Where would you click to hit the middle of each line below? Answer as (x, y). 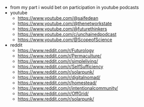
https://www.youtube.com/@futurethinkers (62, 29)
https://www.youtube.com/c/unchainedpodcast (67, 34)
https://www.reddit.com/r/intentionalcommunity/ (68, 88)
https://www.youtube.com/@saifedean (58, 18)
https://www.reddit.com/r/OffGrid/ (53, 94)
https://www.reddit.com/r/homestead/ (57, 83)
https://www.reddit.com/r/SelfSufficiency (60, 66)
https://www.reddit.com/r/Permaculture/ (60, 56)
